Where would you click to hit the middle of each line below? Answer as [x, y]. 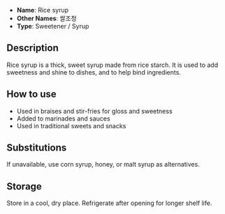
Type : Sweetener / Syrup [53, 26]
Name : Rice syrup [43, 10]
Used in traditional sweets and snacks [71, 125]
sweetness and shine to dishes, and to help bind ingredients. [94, 72]
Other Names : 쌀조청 [47, 18]
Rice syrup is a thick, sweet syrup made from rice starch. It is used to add [112, 65]
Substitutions [37, 148]
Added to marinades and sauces [63, 119]
